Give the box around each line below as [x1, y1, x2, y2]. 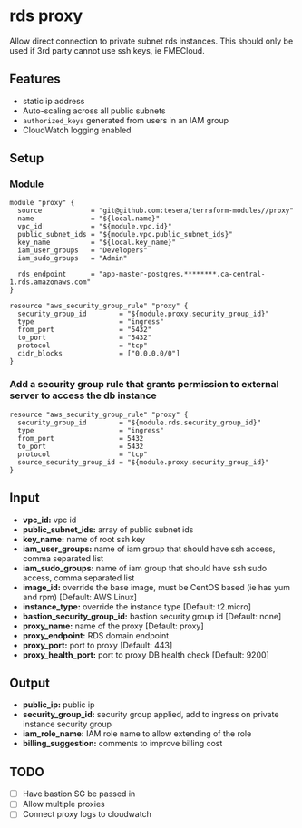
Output [9, 675, 50, 690]
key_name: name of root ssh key [22, 533, 146, 544]
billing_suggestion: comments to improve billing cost [22, 738, 223, 749]
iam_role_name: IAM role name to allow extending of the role [22, 728, 252, 739]
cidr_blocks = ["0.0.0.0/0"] [17, 349, 180, 358]
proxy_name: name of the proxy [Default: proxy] [22, 620, 204, 631]
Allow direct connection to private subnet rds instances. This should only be [9, 35, 294, 46]
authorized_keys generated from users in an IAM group [22, 114, 229, 125]
